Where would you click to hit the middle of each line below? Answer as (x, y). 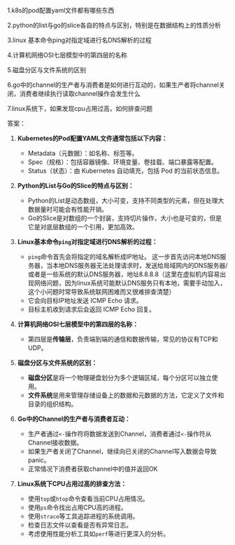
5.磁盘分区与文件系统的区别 (47, 70)
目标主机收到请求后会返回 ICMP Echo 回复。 (92, 309)
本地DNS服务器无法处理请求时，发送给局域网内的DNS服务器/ (140, 265)
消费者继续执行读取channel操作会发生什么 (80, 94)
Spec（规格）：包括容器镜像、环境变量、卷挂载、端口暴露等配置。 (123, 162)
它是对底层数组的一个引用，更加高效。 (83, 227)
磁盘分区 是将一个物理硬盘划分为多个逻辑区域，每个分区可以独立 (120, 378)
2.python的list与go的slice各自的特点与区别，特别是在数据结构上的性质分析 (114, 25)
